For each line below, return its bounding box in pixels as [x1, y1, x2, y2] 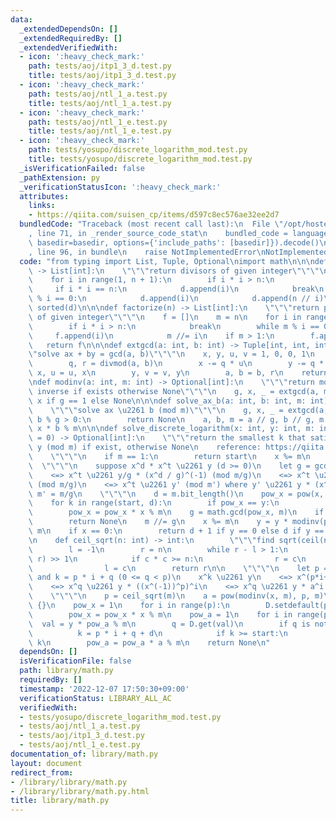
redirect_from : [10, 767, 74, 778]
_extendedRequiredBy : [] [19, 33, 123, 43]
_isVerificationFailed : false [19, 163, 145, 173]
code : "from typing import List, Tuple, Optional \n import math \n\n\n [19, 256, 315, 266]
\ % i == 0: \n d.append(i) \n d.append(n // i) [28, 294, 325, 304]
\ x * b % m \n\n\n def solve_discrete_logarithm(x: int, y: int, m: [28, 424, 315, 434]
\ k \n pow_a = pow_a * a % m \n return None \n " [28, 637, 271, 648]
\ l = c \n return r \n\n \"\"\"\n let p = [28, 563, 329, 573]
